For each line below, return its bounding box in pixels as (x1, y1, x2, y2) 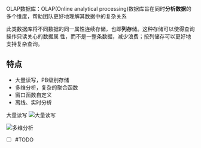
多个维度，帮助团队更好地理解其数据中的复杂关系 (6, 13, 127, 20)
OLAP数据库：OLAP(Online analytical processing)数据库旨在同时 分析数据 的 (6, 5, 191, 12)
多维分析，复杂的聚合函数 (14, 84, 78, 91)
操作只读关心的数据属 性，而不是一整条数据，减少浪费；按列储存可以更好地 (6, 33, 191, 40)
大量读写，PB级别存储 (14, 76, 69, 84)
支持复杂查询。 (6, 41, 43, 47)
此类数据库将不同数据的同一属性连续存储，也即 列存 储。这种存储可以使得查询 (6, 26, 195, 32)
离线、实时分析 (14, 98, 52, 106)
